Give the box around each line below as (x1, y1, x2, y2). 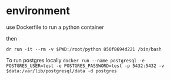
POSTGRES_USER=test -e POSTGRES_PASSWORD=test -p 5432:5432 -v (6, 63, 165, 69)
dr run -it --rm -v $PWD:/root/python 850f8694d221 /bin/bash (6, 46, 162, 52)
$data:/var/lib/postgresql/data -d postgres (6, 68, 117, 74)
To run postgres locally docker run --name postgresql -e (6, 56, 145, 64)
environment (6, 4, 71, 18)
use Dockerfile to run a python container (6, 24, 104, 31)
